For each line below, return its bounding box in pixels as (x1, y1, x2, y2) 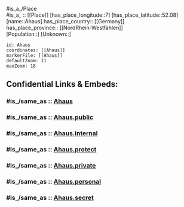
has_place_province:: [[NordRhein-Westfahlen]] (6, 24, 124, 31)
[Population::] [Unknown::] (6, 31, 72, 38)
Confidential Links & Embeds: (6, 79, 118, 89)
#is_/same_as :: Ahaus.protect (6, 145, 97, 154)
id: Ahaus (6, 42, 31, 48)
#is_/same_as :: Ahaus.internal (6, 129, 98, 138)
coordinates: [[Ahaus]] (6, 47, 66, 53)
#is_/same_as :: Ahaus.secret (6, 193, 94, 202)
